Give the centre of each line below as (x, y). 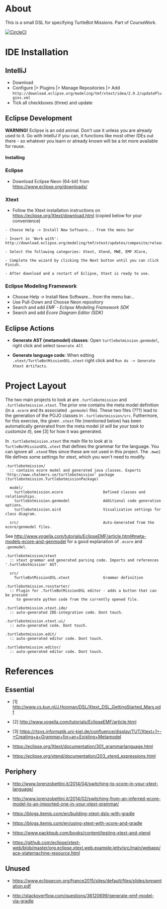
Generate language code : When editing (53, 355)
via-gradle (23, 901)
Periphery (21, 772)
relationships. (21, 496)
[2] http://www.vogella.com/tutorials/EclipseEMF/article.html (74, 721)
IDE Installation (37, 52)
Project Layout (36, 386)
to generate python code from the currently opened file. (78, 599)
